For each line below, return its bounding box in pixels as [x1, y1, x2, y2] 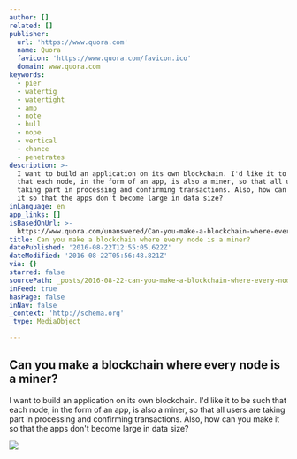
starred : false [9, 268, 65, 277]
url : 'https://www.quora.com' [17, 37, 128, 47]
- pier [17, 79, 42, 88]
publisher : [9, 29, 49, 38]
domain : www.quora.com [17, 63, 101, 72]
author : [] [9, 12, 49, 22]
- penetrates [17, 152, 65, 162]
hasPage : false [9, 293, 65, 302]
